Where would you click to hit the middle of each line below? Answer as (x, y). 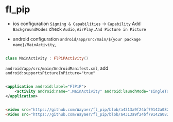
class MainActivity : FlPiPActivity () (47, 58)
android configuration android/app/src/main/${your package (77, 39)
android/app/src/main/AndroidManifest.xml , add (57, 68)
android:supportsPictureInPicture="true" (50, 73)
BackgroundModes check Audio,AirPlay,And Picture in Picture (79, 29)
